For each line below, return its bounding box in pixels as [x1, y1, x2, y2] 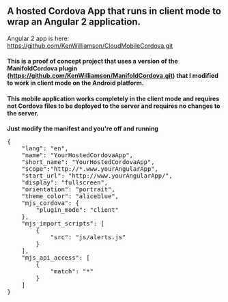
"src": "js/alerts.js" [50, 233, 126, 241]
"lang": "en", [21, 144, 69, 152]
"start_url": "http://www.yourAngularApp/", [21, 171, 173, 180]
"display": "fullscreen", [21, 178, 109, 187]
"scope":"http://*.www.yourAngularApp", [21, 165, 159, 173]
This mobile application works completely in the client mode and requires [7, 95, 220, 102]
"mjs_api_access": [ [21, 253, 90, 262]
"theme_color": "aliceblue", [21, 192, 119, 200]
